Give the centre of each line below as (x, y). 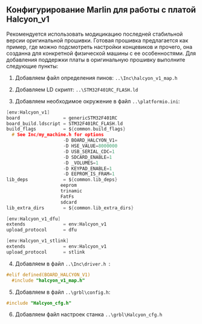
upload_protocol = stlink (46, 252)
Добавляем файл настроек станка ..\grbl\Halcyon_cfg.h (89, 314)
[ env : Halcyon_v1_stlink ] (37, 241)
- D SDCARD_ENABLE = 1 (88, 157)
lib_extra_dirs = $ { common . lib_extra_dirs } (70, 208)
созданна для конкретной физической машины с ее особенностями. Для (101, 53)
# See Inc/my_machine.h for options (58, 135)
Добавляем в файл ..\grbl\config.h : (63, 292)
